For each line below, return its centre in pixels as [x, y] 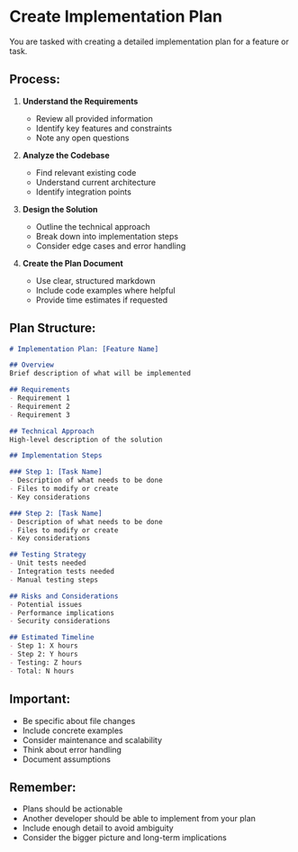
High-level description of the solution [86, 440]
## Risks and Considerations [64, 596]
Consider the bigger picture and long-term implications [124, 838]
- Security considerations [60, 621]
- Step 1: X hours [44, 646]
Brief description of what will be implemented [100, 374]
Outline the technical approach [93, 226]
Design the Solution [60, 209]
